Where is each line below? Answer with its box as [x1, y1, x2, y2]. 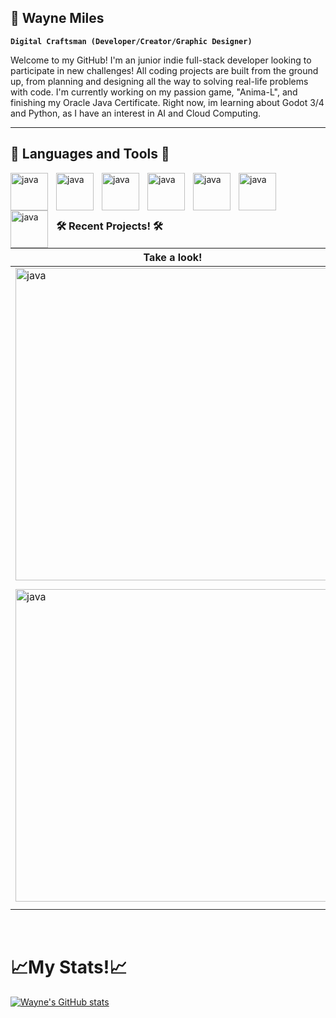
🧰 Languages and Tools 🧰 [10, 146, 170, 163]
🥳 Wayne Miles [10, 10, 105, 27]
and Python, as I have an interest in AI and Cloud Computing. [10, 107, 262, 119]
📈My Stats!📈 [10, 956, 128, 978]
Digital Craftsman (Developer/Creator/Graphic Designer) [10, 36, 253, 46]
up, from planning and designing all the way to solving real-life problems [10, 75, 309, 87]
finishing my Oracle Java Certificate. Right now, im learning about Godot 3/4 [10, 96, 325, 108]
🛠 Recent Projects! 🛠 [56, 219, 163, 233]
